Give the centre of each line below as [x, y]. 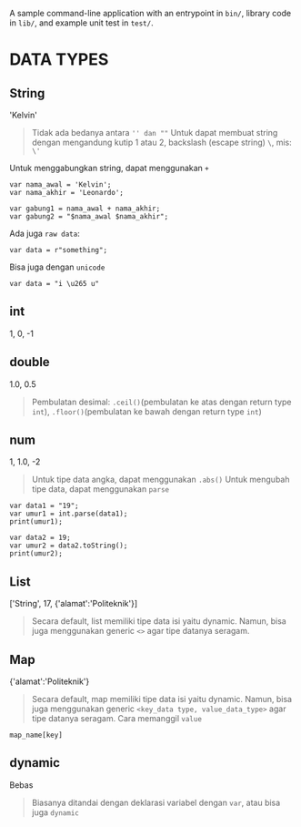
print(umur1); [36, 522]
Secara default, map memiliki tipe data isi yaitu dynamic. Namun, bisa [162, 699]
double [30, 362]
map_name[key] [36, 735]
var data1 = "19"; [44, 506]
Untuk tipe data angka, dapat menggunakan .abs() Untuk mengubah [161, 480]
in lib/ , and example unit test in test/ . [81, 23]
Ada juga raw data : [45, 233]
